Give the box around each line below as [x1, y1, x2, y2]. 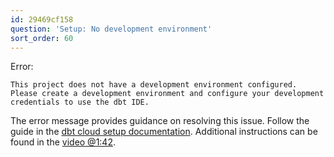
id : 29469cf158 [10, 14, 74, 25]
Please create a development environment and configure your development [10, 89, 325, 99]
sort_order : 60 [10, 33, 74, 43]
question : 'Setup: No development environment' [10, 24, 213, 34]
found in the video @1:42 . [10, 136, 116, 148]
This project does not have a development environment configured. [10, 80, 298, 90]
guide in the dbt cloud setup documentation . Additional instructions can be [10, 126, 318, 138]
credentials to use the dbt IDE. [10, 97, 150, 108]
